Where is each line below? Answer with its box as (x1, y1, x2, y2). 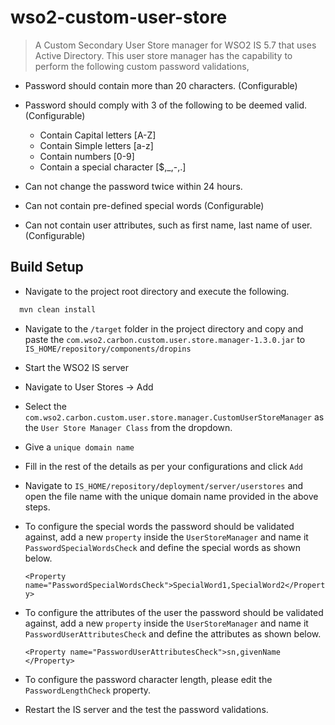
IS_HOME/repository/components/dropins (24, 344, 192, 354)
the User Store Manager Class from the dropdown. (24, 421, 233, 433)
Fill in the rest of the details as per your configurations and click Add (24, 460, 303, 472)
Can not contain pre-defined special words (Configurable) (24, 199, 265, 211)
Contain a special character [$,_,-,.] (39, 161, 187, 173)
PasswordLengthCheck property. (24, 684, 152, 696)
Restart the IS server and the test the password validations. (24, 703, 269, 715)
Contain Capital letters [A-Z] (39, 129, 157, 141)
